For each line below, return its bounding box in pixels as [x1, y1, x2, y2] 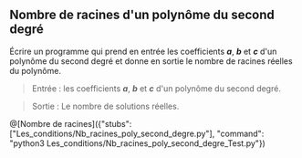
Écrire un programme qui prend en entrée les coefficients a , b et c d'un [9, 46, 277, 57]
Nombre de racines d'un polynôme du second [9, 7, 276, 23]
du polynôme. [9, 65, 62, 76]
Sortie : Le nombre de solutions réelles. [31, 100, 180, 111]
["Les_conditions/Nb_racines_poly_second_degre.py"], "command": [9, 128, 265, 139]
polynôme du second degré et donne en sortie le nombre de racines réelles [9, 55, 294, 67]
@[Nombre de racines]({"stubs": [9, 118, 132, 129]
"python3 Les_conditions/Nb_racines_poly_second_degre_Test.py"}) [9, 137, 266, 149]
